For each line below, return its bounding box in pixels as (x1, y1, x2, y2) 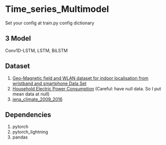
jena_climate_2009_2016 (12, 96, 63, 102)
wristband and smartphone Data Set (12, 80, 87, 86)
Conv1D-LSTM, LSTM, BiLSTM (5, 47, 68, 53)
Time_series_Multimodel (5, 3, 109, 15)
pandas (12, 134, 28, 140)
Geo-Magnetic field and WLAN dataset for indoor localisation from (12, 75, 149, 81)
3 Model (5, 34, 31, 43)
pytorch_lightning (12, 129, 48, 135)
